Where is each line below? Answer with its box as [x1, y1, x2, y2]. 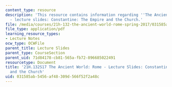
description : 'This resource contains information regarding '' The [5, 12, 153, 17]
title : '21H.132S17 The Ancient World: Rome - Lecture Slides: [5, 64, 143, 70]
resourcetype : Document [5, 60, 56, 65]
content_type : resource [5, 7, 56, 13]
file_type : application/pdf [5, 27, 66, 32]
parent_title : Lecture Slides [5, 46, 70, 51]
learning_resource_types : [5, 31, 60, 36]
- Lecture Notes [5, 36, 40, 41]
